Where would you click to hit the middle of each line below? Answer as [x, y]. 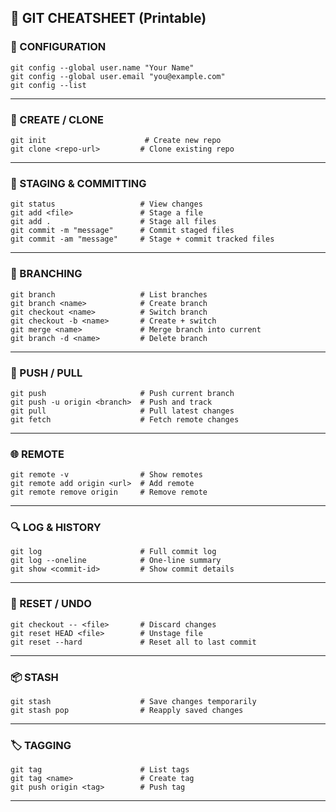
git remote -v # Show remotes [106, 475]
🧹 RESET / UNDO [51, 604]
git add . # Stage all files [113, 222]
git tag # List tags [100, 770]
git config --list [48, 85]
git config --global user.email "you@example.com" [118, 76]
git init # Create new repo [116, 140]
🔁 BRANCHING [46, 274]
